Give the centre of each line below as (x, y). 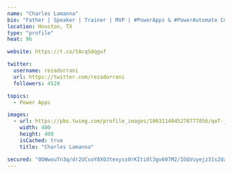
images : (18, 115)
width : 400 (35, 128)
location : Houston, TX (40, 26)
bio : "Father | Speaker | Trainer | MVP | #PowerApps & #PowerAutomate (112, 20)
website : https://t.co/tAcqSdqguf (57, 52)
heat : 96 (20, 39)
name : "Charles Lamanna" (43, 13)
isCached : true (41, 140)
